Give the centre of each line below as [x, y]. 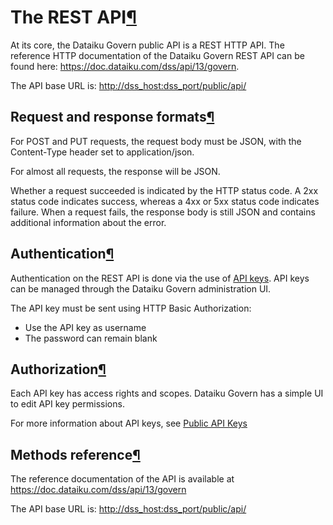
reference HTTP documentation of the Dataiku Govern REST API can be [157, 55]
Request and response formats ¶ [112, 117]
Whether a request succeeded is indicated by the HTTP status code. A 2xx [164, 190]
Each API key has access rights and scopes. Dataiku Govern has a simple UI [167, 393]
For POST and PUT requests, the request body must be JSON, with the [156, 141]
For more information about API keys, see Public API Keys [129, 423]
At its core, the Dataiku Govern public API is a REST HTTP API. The [147, 45]
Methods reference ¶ [75, 454]
